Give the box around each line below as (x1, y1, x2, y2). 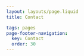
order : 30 (11, 41, 36, 47)
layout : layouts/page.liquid (6, 8, 79, 15)
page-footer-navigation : (6, 30, 68, 36)
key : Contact (11, 36, 44, 42)
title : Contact (6, 14, 44, 20)
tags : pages (6, 25, 36, 31)
